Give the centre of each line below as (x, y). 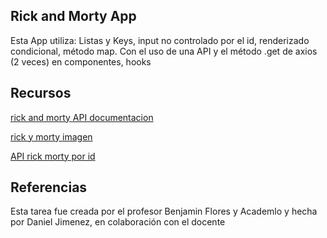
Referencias (49, 187)
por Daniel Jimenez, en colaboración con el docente (118, 222)
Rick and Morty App (73, 16)
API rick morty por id (53, 156)
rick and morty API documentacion (82, 117)
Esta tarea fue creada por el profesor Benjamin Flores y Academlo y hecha (164, 211)
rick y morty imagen (51, 136)
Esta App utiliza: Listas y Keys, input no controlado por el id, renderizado (160, 40)
